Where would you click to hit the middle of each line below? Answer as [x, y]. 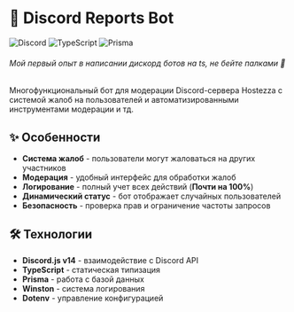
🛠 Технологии [51, 234]
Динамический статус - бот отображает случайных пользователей [151, 196]
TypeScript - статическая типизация [91, 269]
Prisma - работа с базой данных [83, 279]
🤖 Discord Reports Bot [92, 18]
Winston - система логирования [83, 288]
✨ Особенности [55, 137]
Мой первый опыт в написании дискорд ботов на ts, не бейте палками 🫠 [147, 63]
